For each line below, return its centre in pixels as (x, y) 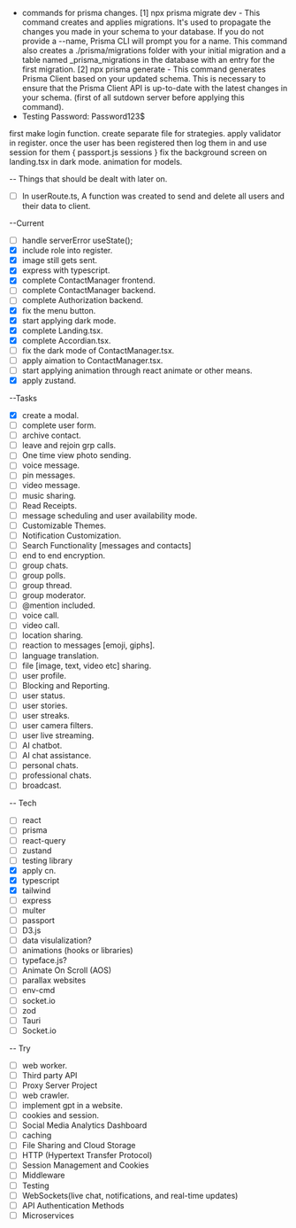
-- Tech (23, 803)
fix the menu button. (59, 310)
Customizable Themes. (64, 525)
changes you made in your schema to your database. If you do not (143, 31)
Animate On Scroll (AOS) (67, 970)
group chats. (45, 565)
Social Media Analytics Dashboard (84, 1125)
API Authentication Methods (73, 1205)
